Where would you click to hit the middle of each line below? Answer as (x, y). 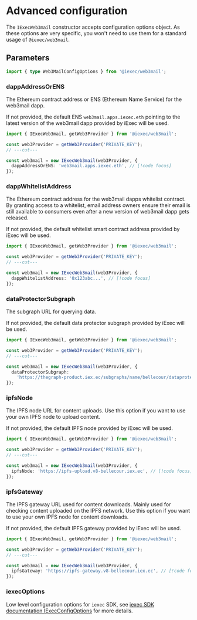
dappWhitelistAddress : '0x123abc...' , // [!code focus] (81, 278)
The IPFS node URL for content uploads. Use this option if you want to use (96, 411)
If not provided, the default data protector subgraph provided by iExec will (95, 323)
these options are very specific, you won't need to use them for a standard (96, 33)
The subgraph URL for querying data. (51, 311)
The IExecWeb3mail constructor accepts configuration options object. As (93, 27)
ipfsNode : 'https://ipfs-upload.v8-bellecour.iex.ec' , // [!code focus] (102, 471)
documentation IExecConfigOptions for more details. (69, 611)
